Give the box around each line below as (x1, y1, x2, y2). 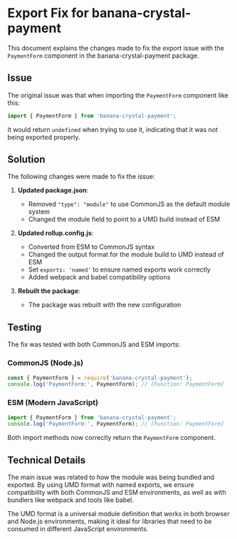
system (28, 207, 51, 216)
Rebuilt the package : (17, 287, 80, 295)
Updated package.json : (17, 186, 89, 195)
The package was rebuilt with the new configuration (28, 301, 181, 309)
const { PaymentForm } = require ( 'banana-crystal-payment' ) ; (7, 374, 193, 381)
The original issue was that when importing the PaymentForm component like (7, 91, 229, 99)
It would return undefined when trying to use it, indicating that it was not (7, 125, 218, 133)
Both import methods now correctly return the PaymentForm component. (7, 433, 216, 442)
